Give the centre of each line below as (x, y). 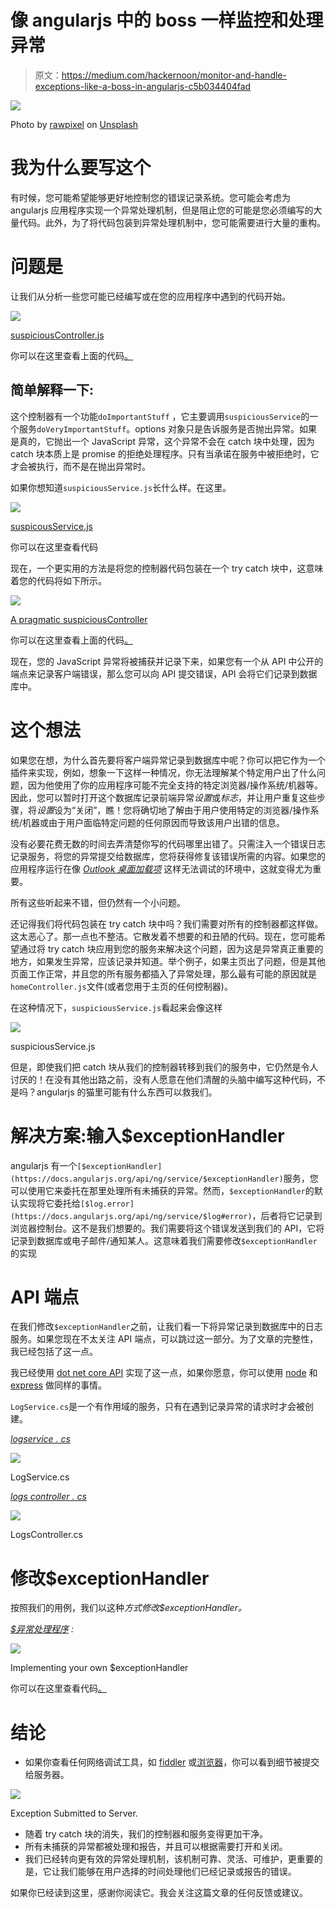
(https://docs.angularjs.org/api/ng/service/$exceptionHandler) (147, 1179)
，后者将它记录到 (287, 1215)
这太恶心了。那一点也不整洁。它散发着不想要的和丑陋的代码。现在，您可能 (163, 936)
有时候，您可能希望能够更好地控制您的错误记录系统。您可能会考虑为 (150, 197)
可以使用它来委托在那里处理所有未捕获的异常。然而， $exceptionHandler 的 (162, 1190)
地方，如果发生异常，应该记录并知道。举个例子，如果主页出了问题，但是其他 (168, 961)
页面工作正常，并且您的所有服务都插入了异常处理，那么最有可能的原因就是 (163, 973)
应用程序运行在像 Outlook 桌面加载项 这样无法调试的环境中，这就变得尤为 (161, 868)
